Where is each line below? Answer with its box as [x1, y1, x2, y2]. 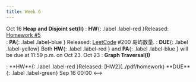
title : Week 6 [6, 8, 42, 15]
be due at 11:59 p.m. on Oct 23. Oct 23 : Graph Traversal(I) [6, 51, 150, 58]
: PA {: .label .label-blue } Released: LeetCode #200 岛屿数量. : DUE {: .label [6, 38, 188, 45]
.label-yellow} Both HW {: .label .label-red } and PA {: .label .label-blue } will [6, 45, 189, 52]
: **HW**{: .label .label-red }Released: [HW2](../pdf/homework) [6, 63, 165, 70]
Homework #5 [6, 31, 41, 39]
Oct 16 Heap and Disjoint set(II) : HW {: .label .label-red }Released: [6, 25, 169, 32]
